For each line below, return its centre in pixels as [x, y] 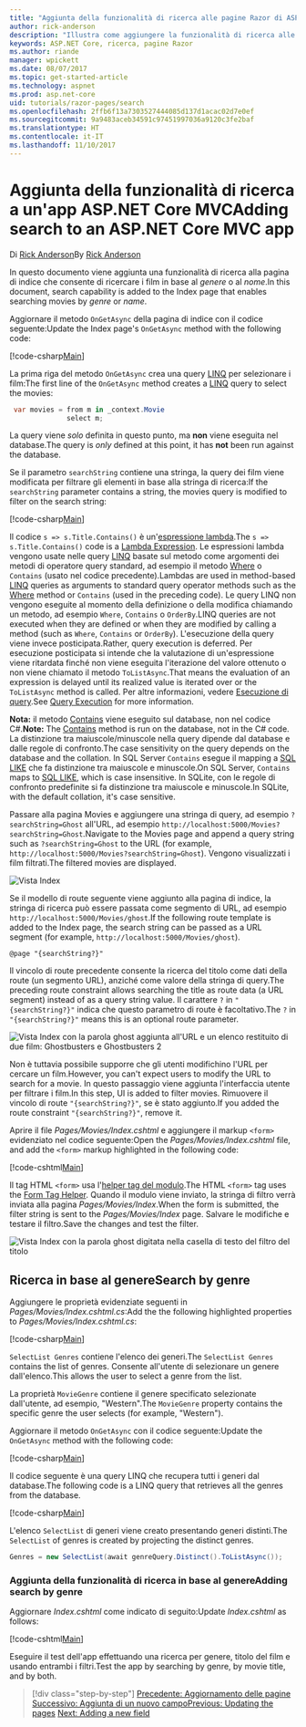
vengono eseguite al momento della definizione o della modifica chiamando [151, 605]
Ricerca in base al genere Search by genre [130, 1280]
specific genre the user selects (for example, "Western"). [117, 1413]
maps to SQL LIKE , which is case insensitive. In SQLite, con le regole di [143, 777]
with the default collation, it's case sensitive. [92, 797]
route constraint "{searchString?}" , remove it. [96, 1113]
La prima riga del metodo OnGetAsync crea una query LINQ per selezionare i [150, 373]
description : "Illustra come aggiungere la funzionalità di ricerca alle [153, 35]
